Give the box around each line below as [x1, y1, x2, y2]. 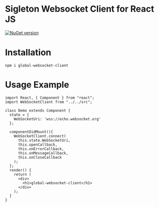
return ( [14, 172, 32, 177]
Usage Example [5, 79, 70, 91]
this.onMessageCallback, [18, 151, 69, 155]
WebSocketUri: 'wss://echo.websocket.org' [14, 116, 101, 121]
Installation [5, 47, 52, 58]
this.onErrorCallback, [18, 146, 64, 151]
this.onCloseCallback [18, 155, 62, 160]
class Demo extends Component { [5, 108, 71, 113]
